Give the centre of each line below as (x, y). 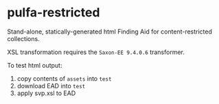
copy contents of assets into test (64, 78)
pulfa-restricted (54, 13)
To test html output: (35, 65)
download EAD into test (51, 86)
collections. (23, 38)
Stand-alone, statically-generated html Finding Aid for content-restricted (110, 31)
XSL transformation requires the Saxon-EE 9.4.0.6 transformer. (96, 52)
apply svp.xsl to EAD (46, 93)
